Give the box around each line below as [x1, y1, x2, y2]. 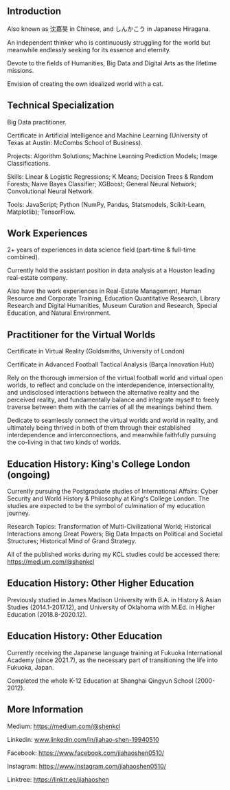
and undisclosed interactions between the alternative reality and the [7, 388, 200, 397]
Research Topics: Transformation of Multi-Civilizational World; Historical [7, 523, 211, 531]
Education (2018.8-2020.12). [7, 610, 87, 618]
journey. [7, 509, 30, 518]
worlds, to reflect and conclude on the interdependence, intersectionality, [7, 381, 215, 389]
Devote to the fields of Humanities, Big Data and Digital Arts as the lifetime [7, 58, 218, 67]
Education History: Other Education [7, 630, 163, 642]
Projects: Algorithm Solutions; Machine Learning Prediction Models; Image [7, 151, 218, 160]
